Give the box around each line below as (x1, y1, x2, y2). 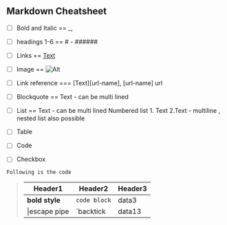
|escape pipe (26, 206, 69, 216)
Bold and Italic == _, (16, 23, 73, 32)
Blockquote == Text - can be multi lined (16, 93, 129, 101)
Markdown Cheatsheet (6, 6, 107, 17)
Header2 (78, 184, 109, 193)
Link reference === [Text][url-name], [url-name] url (16, 79, 163, 87)
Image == (16, 65, 44, 73)
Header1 (33, 184, 63, 193)
